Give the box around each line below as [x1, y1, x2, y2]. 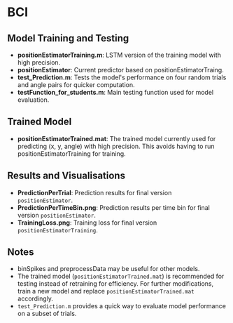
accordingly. [17, 294, 54, 303]
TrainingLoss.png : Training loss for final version [17, 218, 157, 227]
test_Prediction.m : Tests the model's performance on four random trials [17, 73, 227, 81]
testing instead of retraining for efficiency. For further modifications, [17, 279, 214, 288]
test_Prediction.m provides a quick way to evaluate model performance [17, 302, 226, 310]
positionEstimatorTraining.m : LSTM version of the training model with [17, 51, 222, 59]
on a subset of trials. [17, 310, 77, 318]
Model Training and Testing [7, 32, 129, 44]
